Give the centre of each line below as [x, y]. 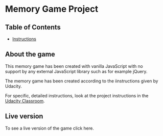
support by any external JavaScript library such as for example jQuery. [76, 71]
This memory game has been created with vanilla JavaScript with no [74, 66]
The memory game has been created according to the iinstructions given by [81, 81]
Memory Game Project [52, 9]
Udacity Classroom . [25, 101]
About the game [30, 54]
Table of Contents [33, 27]
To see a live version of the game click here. [49, 128]
